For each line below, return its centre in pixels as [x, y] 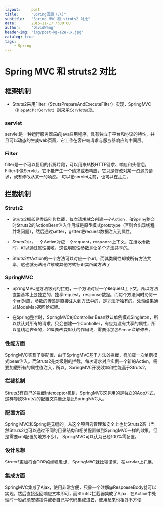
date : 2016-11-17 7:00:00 [38, 23]
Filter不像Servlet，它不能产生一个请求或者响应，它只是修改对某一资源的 [77, 171]
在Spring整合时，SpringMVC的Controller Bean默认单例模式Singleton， [83, 317]
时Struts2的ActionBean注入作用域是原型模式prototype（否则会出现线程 [83, 225]
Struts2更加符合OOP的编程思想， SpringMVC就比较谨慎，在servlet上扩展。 [81, 462]
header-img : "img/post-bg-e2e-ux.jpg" [44, 32]
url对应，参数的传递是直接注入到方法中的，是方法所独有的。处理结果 [85, 301]
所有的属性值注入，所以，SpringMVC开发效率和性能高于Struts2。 [83, 367]
